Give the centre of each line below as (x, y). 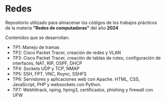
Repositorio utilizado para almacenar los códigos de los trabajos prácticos (81, 22)
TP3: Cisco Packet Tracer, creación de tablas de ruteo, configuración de (86, 57)
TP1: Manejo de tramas (36, 47)
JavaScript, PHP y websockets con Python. (57, 84)
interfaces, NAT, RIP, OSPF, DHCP (47, 63)
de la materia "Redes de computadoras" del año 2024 (62, 27)
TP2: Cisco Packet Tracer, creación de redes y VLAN (67, 52)
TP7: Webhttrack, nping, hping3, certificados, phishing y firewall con (83, 89)
